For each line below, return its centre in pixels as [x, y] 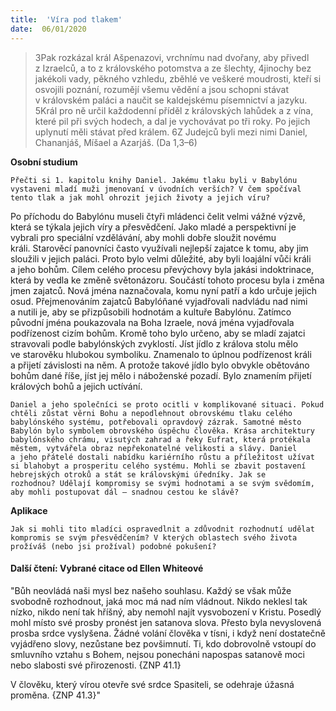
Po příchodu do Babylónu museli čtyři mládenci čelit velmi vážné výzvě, [158, 216]
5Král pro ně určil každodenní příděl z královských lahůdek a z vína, [174, 110]
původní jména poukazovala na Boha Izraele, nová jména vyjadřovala [152, 322]
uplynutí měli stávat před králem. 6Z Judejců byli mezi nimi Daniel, [171, 132]
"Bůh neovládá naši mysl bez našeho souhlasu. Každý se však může [151, 590]
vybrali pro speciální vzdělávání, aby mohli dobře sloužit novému [143, 237]
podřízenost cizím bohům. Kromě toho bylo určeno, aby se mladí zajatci [158, 333]
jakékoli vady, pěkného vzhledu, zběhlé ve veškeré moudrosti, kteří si [178, 78]
